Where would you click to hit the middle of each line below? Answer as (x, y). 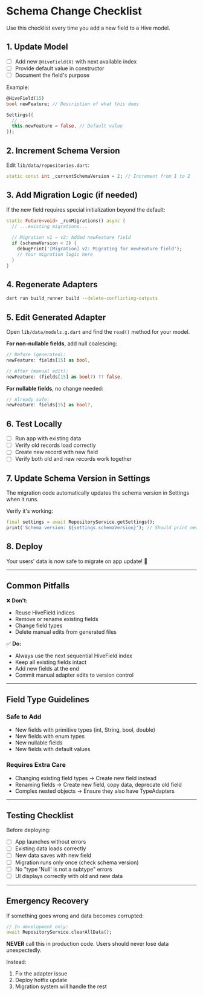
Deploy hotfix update (41, 980)
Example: (18, 87)
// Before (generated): (36, 355)
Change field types (39, 625)
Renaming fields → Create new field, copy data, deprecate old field (98, 784)
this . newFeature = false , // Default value (67, 126)
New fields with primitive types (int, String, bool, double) (85, 730)
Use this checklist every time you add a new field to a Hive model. (88, 28)
